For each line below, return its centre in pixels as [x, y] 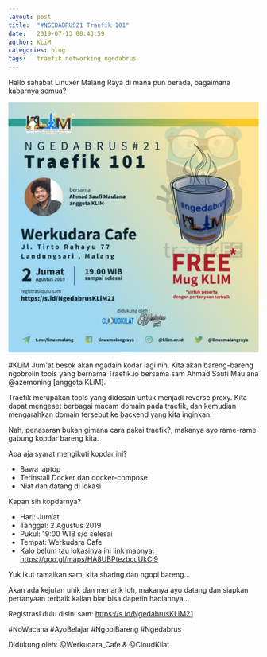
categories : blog [37, 51]
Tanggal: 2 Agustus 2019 [60, 525]
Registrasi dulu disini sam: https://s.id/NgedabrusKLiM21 [101, 614]
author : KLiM [30, 42]
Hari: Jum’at [39, 517]
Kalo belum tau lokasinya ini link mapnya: [87, 550]
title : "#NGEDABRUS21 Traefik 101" [69, 25]
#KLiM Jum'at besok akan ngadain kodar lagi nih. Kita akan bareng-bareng [131, 365]
